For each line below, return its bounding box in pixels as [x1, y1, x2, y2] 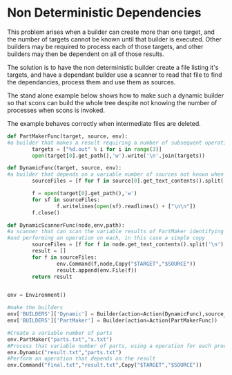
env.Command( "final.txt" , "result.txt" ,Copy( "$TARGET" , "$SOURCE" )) [7, 362, 202, 369]
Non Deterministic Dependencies [7, 5, 202, 21]
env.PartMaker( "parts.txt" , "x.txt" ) [7, 336, 113, 343]
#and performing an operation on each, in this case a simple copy [7, 235, 206, 241]
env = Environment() [7, 292, 67, 299]
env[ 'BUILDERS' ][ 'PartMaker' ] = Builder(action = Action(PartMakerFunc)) [7, 317, 217, 324]
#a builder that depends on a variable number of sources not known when [7, 171, 224, 178]
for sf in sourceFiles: [32, 196, 100, 203]
